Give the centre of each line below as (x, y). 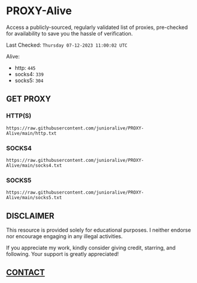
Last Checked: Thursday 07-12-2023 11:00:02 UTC (67, 45)
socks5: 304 (29, 80)
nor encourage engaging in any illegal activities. (64, 236)
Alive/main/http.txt (32, 133)
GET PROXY (29, 99)
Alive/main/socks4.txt (34, 165)
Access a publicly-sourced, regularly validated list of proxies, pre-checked (97, 27)
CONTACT (26, 273)
